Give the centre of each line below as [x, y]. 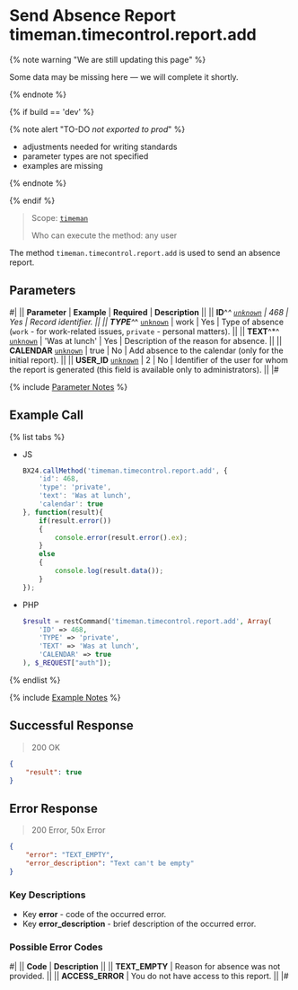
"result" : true [54, 772]
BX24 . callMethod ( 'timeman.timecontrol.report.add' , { [125, 471]
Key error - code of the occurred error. [94, 914]
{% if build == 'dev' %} [52, 111]
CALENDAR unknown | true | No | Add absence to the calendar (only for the [147, 350]
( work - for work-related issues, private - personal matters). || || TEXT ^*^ [145, 331]
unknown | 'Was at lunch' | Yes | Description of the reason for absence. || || [146, 340]
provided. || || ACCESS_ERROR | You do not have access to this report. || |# [149, 977]
